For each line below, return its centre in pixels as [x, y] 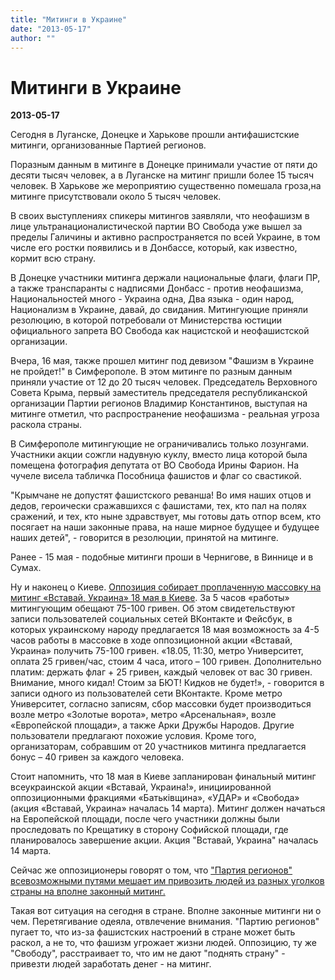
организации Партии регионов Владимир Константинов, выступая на [159, 403]
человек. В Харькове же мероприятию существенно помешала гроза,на [166, 186]
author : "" [33, 38]
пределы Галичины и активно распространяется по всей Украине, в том [165, 237]
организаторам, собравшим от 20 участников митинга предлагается [158, 747]
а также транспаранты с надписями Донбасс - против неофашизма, [157, 288]
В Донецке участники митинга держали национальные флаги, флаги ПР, [165, 278]
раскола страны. [46, 425]
